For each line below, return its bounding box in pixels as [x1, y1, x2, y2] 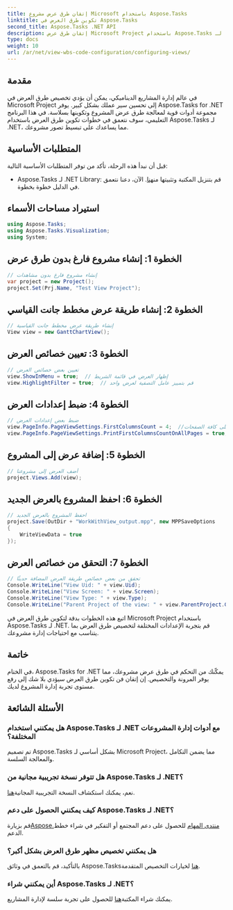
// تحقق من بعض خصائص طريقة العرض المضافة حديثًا [7, 575, 140, 582]
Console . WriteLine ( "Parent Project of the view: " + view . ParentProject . [7, 601, 225, 608]
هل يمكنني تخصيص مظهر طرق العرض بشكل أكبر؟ [7, 846, 157, 856]
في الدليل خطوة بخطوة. [17, 182, 80, 191]
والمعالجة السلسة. [7, 755, 55, 763]
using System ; [7, 234, 49, 241]
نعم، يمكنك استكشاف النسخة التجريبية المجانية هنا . [7, 788, 135, 797]
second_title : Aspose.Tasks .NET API [7, 23, 116, 30]
